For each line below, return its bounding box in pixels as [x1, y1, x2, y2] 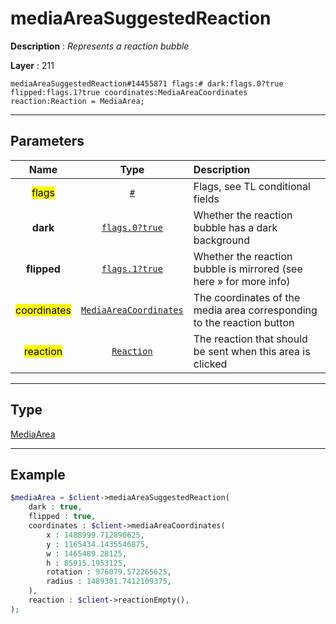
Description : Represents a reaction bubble [10, 40, 190, 52]
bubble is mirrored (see [193, 262, 303, 276]
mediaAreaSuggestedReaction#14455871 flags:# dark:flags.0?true [10, 78, 284, 89]
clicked [193, 357, 228, 371]
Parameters [10, 133, 85, 150]
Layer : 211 [10, 59, 55, 71]
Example [10, 466, 66, 483]
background [193, 233, 251, 247]
